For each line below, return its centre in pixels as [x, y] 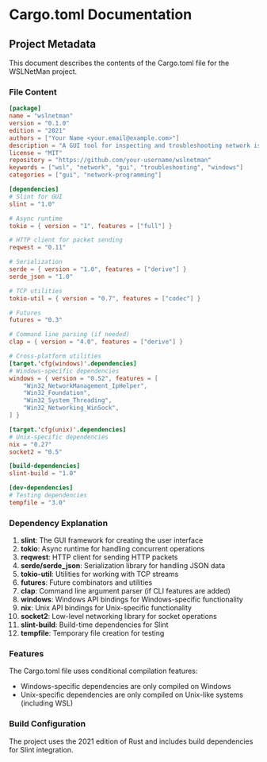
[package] [25, 109]
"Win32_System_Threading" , [68, 400]
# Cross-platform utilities [55, 356]
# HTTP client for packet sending [66, 240]
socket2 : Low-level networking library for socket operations [118, 617]
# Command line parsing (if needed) [69, 335]
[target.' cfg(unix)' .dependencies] [68, 429]
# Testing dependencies [48, 495]
